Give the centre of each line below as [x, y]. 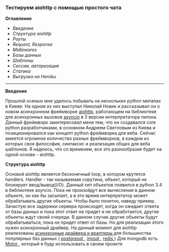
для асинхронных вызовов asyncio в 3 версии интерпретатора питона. [81, 117]
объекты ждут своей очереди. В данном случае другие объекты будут [81, 217]
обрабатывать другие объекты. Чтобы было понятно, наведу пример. [80, 201]
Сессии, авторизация [36, 66]
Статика [22, 71]
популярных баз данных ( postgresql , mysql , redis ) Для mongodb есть [81, 238]
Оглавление [19, 19]
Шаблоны [23, 61]
